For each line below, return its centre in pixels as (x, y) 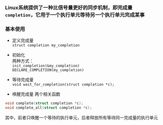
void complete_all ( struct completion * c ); (49, 108)
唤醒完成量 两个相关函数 (36, 94)
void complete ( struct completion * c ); (44, 103)
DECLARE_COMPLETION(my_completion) (48, 70)
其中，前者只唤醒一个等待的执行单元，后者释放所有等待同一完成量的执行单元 (81, 117)
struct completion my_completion (46, 45)
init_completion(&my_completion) (46, 66)
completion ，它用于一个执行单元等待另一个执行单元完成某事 (75, 14)
